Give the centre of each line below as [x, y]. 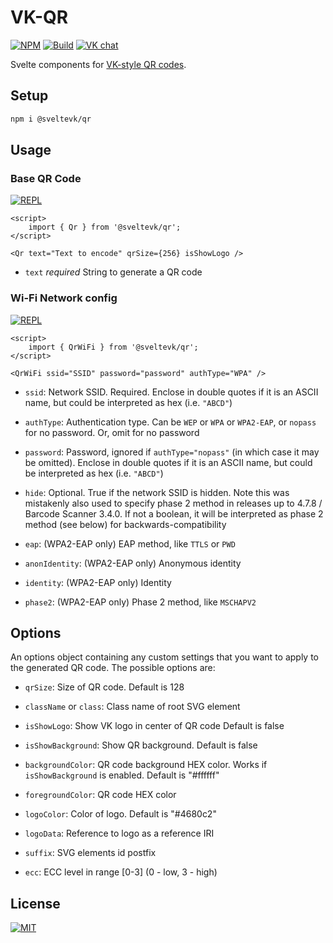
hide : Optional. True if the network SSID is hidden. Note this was [157, 492]
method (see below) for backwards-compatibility [125, 524]
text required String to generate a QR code [113, 272]
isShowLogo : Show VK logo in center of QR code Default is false [154, 726]
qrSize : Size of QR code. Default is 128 [104, 687]
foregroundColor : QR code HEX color [100, 795]
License [35, 903]
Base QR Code [46, 178]
